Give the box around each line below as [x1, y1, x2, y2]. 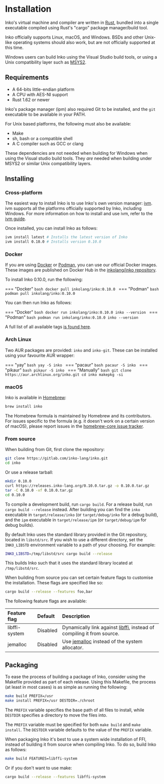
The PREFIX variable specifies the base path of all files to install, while [5, 707, 144, 713]
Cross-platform [5, 189, 42, 196]
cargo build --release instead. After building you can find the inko [5, 506, 141, 512]
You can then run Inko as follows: [5, 300, 72, 306]
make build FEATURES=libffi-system [5, 756, 78, 761]
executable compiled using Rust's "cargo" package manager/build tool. [5, 24, 148, 30]
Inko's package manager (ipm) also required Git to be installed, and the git [5, 106, 156, 112]
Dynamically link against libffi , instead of [62, 624, 155, 631]
